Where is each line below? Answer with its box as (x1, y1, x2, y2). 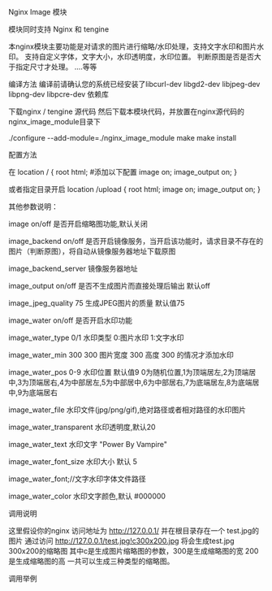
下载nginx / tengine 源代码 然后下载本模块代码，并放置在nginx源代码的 (8, 106, 245, 116)
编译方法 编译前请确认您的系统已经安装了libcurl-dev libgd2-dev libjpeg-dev (8, 80, 261, 89)
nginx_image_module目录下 (8, 117, 101, 126)
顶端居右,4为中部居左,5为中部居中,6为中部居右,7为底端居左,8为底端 (28, 377, 253, 387)
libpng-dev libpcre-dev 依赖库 (8, 89, 110, 99)
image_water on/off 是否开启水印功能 (8, 315, 132, 325)
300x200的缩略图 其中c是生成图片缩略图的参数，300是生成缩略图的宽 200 (8, 546, 259, 555)
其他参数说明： (8, 202, 58, 211)
